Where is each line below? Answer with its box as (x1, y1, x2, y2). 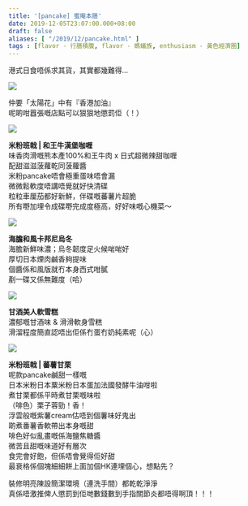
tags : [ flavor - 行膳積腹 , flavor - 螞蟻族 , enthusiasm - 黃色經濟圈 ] (8, 42, 241, 50)
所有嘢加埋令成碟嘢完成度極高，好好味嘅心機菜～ (8, 201, 172, 211)
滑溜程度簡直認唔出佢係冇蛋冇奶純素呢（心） (8, 327, 158, 337)
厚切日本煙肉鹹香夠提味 (8, 254, 87, 264)
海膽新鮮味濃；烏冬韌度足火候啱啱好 (8, 244, 130, 254)
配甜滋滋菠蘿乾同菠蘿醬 (8, 161, 87, 171)
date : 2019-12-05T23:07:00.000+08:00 (8, 19, 136, 28)
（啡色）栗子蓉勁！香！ (8, 400, 87, 410)
